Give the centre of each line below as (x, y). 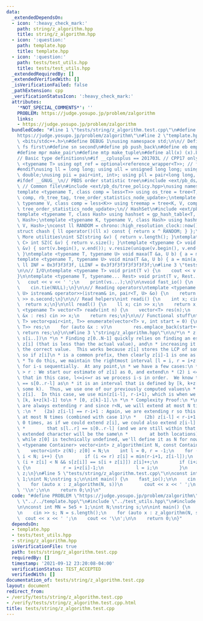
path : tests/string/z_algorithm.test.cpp (65, 552)
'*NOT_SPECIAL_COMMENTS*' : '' (55, 107)
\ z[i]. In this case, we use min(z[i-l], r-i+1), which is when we (107, 395)
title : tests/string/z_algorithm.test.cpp (60, 608)
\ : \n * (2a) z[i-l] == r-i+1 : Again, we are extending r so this (107, 412)
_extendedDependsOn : (37, 18)
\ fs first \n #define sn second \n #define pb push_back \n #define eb (102, 147)
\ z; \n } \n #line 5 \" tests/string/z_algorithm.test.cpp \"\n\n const (102, 473)
